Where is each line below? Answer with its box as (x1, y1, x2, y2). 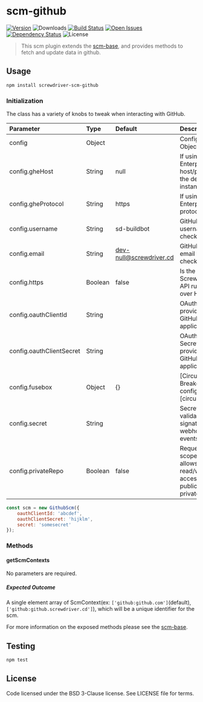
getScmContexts (6, 557, 50, 564)
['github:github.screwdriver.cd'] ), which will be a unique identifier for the (6, 605, 195, 613)
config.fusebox (9, 383, 53, 391)
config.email (9, 249, 45, 258)
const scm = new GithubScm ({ (6, 505, 80, 511)
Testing (6, 641, 36, 651)
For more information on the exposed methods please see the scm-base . (6, 624, 188, 631)
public (179, 482, 198, 490)
